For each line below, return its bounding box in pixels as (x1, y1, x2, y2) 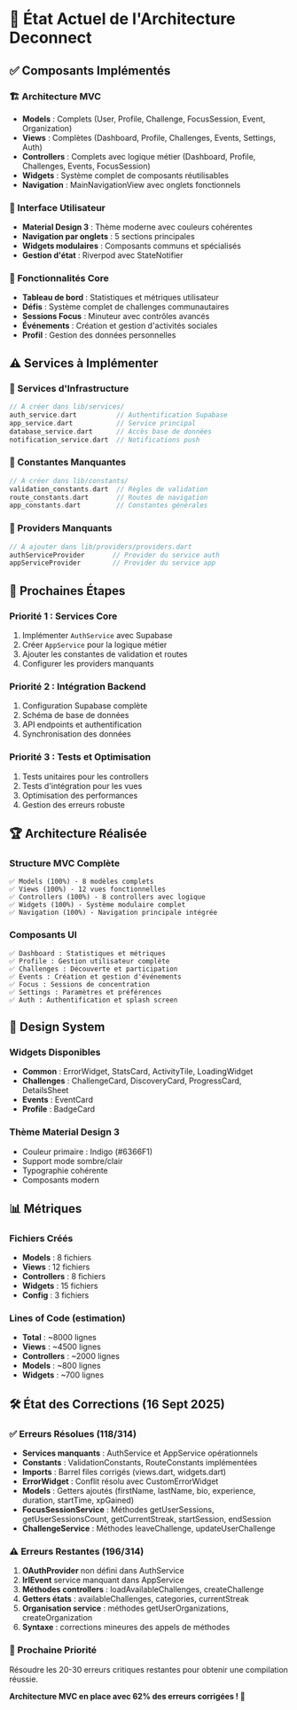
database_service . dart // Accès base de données (9, 426, 213, 436)
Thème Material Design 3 (9, 1126, 120, 1138)
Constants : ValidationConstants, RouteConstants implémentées (21, 1457, 258, 1468)
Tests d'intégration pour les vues (21, 780, 143, 791)
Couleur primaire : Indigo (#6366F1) (21, 1146, 153, 1157)
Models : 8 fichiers (21, 1253, 91, 1263)
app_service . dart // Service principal (9, 418, 197, 427)
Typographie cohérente (21, 1165, 108, 1175)
